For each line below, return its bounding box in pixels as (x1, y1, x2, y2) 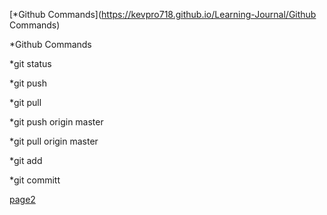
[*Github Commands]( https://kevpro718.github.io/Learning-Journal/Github (9, 9, 317, 20)
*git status (9, 58, 52, 69)
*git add (9, 155, 43, 166)
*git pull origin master (9, 135, 99, 147)
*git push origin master (9, 116, 104, 128)
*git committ (9, 174, 61, 186)
